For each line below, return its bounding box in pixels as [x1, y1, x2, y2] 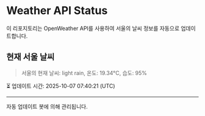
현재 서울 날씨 [6, 52, 55, 62]
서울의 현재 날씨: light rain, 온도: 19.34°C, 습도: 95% [21, 69, 148, 76]
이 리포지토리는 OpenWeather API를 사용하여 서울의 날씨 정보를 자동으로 [6, 24, 180, 32]
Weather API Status [6, 4, 108, 18]
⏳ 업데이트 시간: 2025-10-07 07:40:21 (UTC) [6, 82, 115, 89]
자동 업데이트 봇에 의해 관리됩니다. [6, 103, 88, 110]
